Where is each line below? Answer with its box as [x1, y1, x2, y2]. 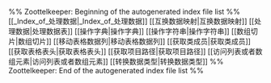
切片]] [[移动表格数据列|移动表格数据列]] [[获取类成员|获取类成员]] [32, 36, 251, 46]
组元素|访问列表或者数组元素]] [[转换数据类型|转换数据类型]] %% [8, 56, 224, 66]
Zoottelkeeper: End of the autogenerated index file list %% [8, 66, 204, 75]
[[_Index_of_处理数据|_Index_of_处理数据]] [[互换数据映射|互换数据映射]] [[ [8, 16, 255, 26]
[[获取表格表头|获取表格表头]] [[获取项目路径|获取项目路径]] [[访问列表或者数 [8, 47, 263, 56]
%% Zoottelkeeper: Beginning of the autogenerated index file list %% [8, 7, 241, 16]
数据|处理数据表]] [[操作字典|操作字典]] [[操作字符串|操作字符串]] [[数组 [15, 27, 252, 35]
